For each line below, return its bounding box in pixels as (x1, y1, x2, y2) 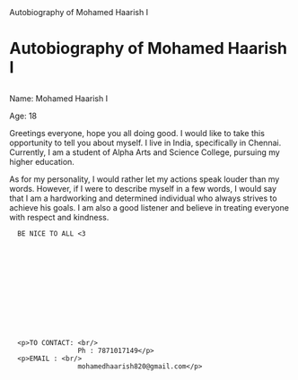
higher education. (9, 156, 74, 167)
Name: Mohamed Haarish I (9, 92, 109, 104)
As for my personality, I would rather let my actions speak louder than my (9, 173, 280, 185)
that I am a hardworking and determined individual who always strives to (9, 193, 277, 203)
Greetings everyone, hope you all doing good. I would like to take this (9, 127, 265, 138)
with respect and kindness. (9, 212, 110, 222)
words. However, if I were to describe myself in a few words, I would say (9, 183, 276, 194)
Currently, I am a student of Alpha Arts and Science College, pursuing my (9, 146, 280, 158)
